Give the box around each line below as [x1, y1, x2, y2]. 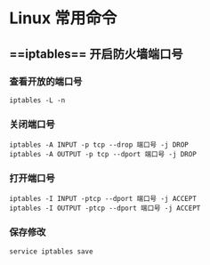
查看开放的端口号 [9, 75, 83, 87]
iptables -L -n [9, 95, 66, 105]
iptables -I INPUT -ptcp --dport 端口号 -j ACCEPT [9, 195, 198, 204]
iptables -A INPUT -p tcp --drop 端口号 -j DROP [9, 141, 190, 149]
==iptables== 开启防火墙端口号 [9, 46, 184, 61]
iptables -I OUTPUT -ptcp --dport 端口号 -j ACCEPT [9, 204, 201, 213]
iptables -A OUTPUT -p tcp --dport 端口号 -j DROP [9, 150, 198, 159]
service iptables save [9, 246, 93, 256]
